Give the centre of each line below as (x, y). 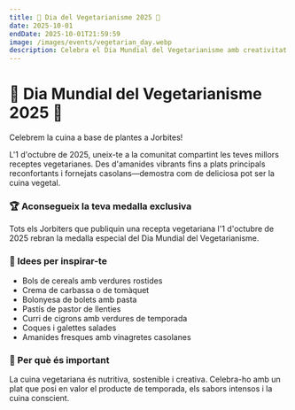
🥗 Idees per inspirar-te (58, 261)
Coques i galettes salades (69, 328)
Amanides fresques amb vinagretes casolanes (107, 337)
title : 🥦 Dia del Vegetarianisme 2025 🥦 (85, 17)
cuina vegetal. (35, 183)
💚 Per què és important (59, 360)
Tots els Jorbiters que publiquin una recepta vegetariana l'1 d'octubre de (142, 229)
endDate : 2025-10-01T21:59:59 (65, 34)
